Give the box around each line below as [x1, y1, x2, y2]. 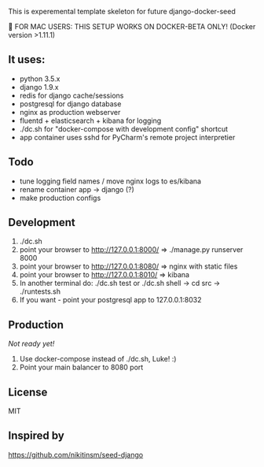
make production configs [19, 193, 101, 202]
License [8, 385, 48, 398]
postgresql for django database [19, 98, 122, 109]
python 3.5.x [19, 74, 60, 83]
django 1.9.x [19, 82, 59, 91]
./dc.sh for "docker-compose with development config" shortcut [19, 124, 229, 133]
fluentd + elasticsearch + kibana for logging [19, 116, 162, 125]
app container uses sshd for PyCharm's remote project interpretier [19, 132, 236, 142]
